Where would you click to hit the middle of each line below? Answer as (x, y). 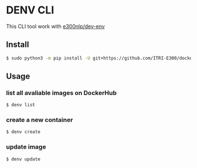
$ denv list (21, 105)
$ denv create (23, 132)
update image (26, 147)
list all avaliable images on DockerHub (62, 93)
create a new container (40, 120)
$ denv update (23, 159)
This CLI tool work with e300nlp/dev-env (55, 26)
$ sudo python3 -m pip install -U (48, 58)
